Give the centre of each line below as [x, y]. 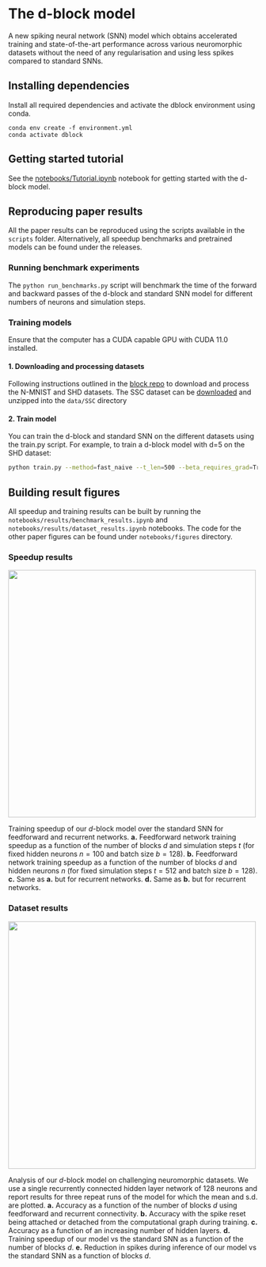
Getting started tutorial [66, 159]
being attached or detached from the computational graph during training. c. [133, 1222]
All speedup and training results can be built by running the [105, 512]
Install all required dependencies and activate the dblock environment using [132, 105]
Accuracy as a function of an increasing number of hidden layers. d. [120, 1230]
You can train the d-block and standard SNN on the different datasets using [131, 436]
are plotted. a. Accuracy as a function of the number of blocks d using [123, 1205]
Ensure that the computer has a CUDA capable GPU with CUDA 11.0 [118, 339]
